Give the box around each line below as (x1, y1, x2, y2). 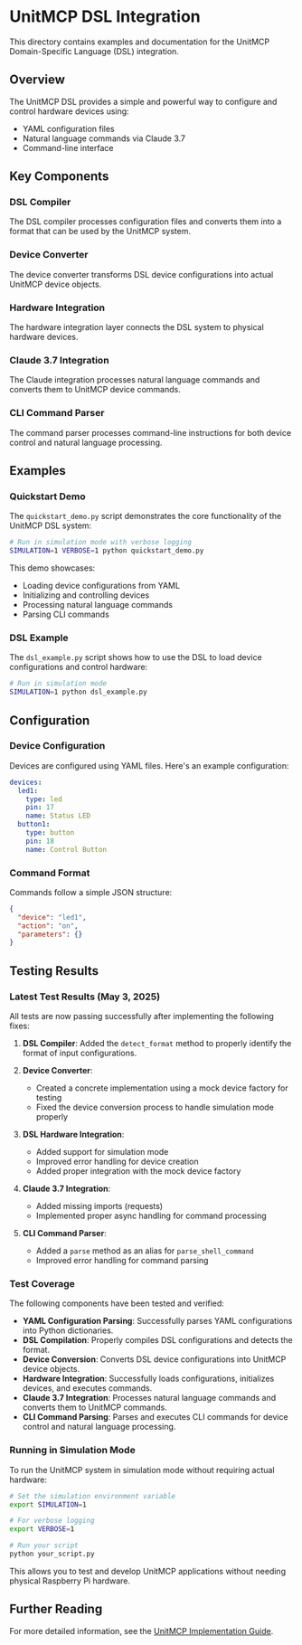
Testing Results (9, 963, 99, 978)
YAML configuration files (22, 123, 115, 134)
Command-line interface (22, 142, 114, 153)
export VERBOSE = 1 (9, 1525, 75, 1534)
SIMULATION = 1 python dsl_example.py (9, 687, 147, 697)
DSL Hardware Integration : (22, 1129, 125, 1140)
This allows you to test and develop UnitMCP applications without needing (9, 1565, 287, 1576)
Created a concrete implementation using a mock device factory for (35, 1082, 289, 1093)
